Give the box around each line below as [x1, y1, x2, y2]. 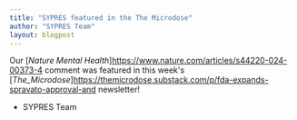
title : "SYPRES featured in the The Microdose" [9, 13, 193, 23]
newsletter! [98, 84, 141, 95]
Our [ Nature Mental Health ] [9, 55, 113, 66]
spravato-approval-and [9, 84, 97, 95]
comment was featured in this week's [45, 65, 185, 75]
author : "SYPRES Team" [9, 22, 95, 31]
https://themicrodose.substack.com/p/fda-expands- [73, 75, 270, 85]
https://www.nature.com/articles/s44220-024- [112, 55, 288, 66]
